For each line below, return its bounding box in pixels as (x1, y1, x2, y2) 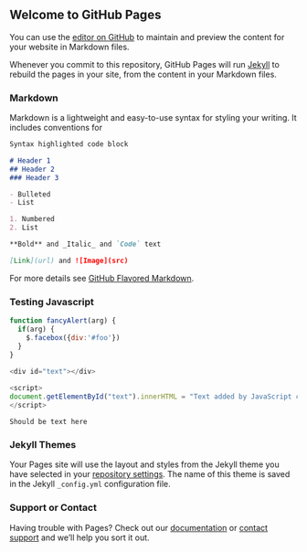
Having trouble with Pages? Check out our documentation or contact (9, 522, 268, 533)
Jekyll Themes (9, 438, 77, 451)
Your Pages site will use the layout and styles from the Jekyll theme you (9, 459, 281, 470)
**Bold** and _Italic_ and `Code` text (9, 239, 162, 249)
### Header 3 (9, 173, 59, 182)
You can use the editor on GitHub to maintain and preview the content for (9, 31, 285, 42)
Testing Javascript (9, 295, 94, 308)
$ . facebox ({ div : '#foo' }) (26, 333, 121, 342)
